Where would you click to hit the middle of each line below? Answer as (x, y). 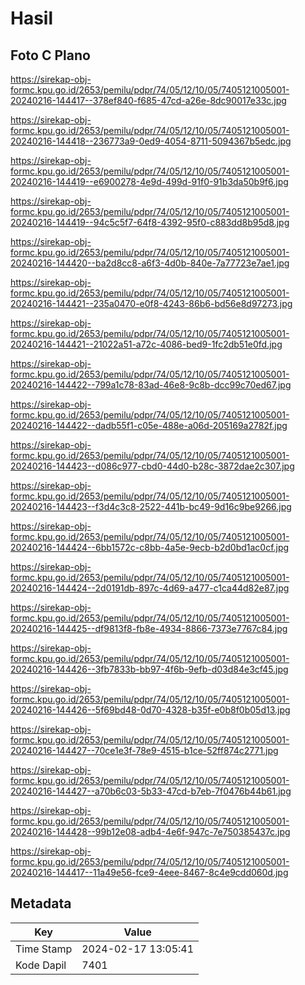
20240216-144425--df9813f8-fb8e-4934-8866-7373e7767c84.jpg (149, 628)
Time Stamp (44, 949)
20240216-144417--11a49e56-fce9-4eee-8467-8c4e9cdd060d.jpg (149, 872)
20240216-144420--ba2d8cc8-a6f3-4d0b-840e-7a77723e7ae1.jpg (150, 263)
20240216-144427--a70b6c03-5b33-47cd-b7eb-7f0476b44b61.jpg (151, 791)
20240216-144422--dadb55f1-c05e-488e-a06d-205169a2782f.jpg (149, 425)
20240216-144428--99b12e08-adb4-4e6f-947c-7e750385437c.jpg (150, 831)
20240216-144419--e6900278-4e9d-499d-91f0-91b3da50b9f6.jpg (149, 181)
